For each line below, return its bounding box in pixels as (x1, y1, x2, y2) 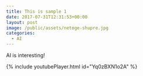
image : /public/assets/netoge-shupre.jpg (6, 25, 109, 31)
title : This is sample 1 (6, 8, 67, 15)
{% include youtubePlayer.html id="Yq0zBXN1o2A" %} (6, 63, 138, 70)
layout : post (6, 19, 38, 25)
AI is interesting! (6, 52, 45, 58)
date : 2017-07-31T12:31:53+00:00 (6, 14, 88, 20)
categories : (6, 30, 35, 36)
